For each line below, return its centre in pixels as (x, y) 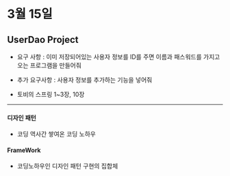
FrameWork (24, 150)
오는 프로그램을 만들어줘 (49, 65)
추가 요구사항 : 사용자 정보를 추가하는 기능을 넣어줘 (85, 80)
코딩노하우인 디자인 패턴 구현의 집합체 (67, 166)
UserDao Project (43, 39)
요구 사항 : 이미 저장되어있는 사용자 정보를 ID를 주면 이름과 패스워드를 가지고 (118, 57)
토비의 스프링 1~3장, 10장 (51, 94)
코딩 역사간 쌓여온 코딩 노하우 (56, 134)
